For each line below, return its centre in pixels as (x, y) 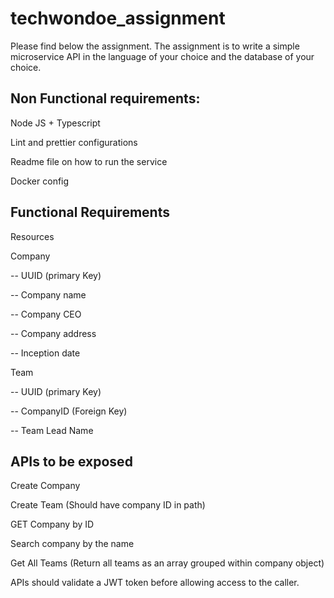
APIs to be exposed (71, 461)
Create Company (45, 486)
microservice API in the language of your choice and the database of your (162, 56)
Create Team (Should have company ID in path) (108, 505)
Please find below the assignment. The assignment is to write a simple (155, 46)
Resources (32, 236)
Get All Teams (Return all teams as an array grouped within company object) (167, 563)
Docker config (40, 181)
